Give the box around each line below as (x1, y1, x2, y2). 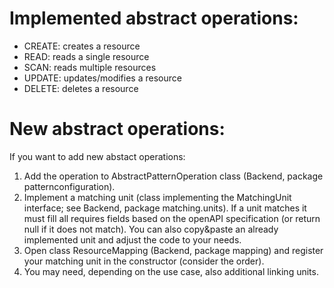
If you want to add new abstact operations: (9, 150, 186, 162)
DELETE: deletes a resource (23, 82, 139, 94)
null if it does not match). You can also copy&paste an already (23, 223, 279, 235)
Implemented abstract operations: (9, 7, 299, 30)
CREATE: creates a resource (23, 40, 141, 52)
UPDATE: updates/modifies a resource (23, 72, 182, 84)
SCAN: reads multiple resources (23, 61, 157, 73)
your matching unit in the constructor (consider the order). (23, 255, 265, 267)
